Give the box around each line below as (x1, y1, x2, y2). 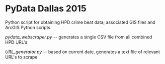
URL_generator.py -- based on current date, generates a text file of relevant (5, 49, 160, 55)
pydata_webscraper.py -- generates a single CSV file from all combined (5, 34, 153, 40)
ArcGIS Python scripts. (5, 24, 52, 30)
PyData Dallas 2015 (5, 3, 87, 14)
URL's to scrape (5, 54, 38, 60)
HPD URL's (5, 39, 28, 45)
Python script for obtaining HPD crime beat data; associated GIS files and (5, 19, 156, 25)
